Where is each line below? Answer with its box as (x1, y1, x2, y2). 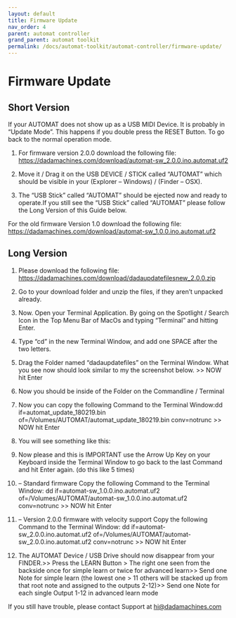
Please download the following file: (18, 266, 120, 275)
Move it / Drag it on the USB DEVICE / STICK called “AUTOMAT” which (18, 170, 222, 178)
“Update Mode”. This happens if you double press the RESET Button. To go (8, 128, 225, 136)
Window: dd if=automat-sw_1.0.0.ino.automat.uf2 (18, 486, 160, 495)
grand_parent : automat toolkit (8, 37, 100, 44)
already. (18, 295, 42, 303)
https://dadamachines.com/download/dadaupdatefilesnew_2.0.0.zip (18, 273, 216, 282)
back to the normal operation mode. (8, 135, 112, 143)
